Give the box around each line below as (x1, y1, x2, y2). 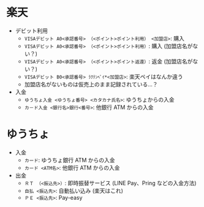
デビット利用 (15, 27, 48, 34)
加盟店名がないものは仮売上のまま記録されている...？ (24, 80, 158, 88)
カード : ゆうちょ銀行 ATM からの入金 (24, 156, 115, 164)
